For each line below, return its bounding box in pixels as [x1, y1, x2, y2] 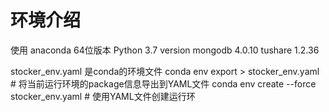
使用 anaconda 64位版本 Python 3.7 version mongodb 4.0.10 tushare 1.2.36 [10, 44, 320, 56]
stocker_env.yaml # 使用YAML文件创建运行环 [10, 90, 196, 102]
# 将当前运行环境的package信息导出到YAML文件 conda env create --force [10, 77, 317, 90]
